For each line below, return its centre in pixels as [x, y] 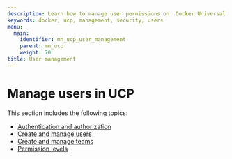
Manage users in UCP [71, 93]
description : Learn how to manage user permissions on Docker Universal [117, 14]
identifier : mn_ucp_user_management [73, 40]
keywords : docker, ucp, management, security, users [85, 20]
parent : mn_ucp [42, 46]
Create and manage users [54, 134]
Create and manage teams [55, 141]
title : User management [42, 59]
